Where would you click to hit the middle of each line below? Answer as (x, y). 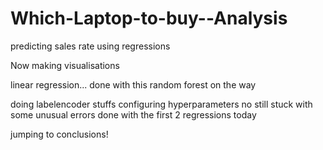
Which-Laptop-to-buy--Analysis (149, 18)
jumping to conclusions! (59, 134)
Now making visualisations (65, 65)
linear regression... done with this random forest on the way (133, 84)
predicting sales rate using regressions (90, 46)
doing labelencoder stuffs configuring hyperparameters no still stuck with (161, 104)
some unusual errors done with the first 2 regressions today (133, 114)
